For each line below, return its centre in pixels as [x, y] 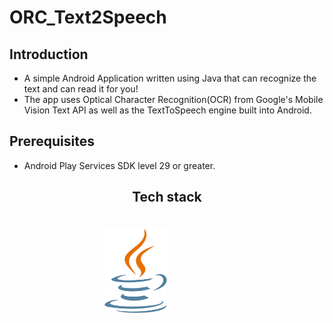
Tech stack [167, 197]
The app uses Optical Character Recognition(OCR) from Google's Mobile [173, 99]
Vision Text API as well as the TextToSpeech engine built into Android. [167, 110]
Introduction [49, 54]
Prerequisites [52, 141]
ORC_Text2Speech [88, 17]
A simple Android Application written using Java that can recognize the [170, 78]
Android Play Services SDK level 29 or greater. [119, 165]
